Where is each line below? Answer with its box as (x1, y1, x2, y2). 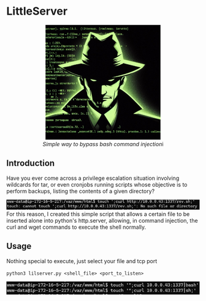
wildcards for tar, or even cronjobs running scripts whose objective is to (6, 180, 188, 188)
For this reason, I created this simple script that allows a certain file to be (6, 210, 190, 218)
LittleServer (6, 4, 68, 18)
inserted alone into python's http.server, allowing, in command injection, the (6, 217, 198, 224)
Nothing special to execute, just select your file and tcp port (6, 257, 158, 264)
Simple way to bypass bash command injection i (42, 140, 164, 147)
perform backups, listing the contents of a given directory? (6, 187, 155, 195)
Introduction (6, 158, 55, 169)
